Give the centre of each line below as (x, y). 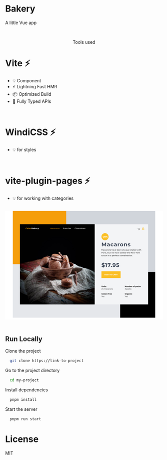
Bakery (20, 9)
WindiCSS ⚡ (30, 132)
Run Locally (24, 339)
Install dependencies (27, 390)
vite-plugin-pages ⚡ (48, 181)
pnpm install (23, 399)
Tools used (84, 42)
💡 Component (27, 80)
